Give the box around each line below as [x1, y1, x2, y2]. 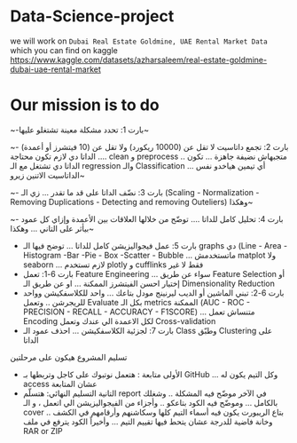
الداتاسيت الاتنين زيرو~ [10, 170, 85, 180]
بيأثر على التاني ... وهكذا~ [10, 223, 95, 233]
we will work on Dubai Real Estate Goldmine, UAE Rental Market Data [10, 36, 269, 46]
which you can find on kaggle [10, 44, 118, 55]
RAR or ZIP [22, 425, 63, 436]
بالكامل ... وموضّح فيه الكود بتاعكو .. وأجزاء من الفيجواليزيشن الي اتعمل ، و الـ [22, 397, 278, 407]
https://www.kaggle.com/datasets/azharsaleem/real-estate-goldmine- [10, 54, 268, 65]
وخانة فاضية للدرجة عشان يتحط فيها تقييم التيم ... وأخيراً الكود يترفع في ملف [22, 415, 273, 427]
